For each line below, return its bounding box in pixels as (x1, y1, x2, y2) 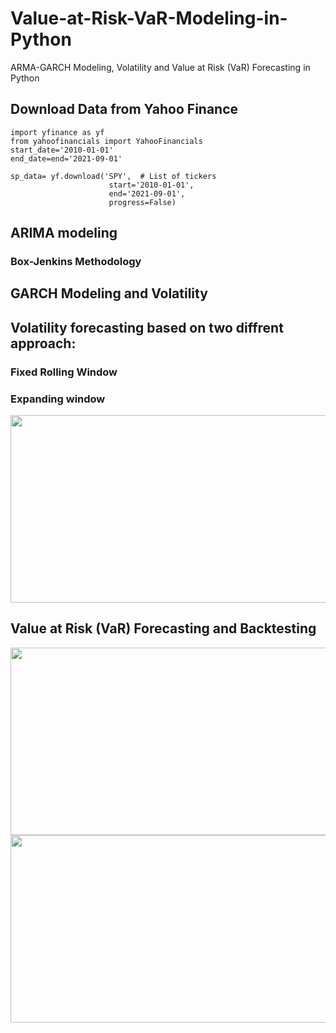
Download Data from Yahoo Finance (10, 101, 239, 118)
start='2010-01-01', (108, 180, 195, 190)
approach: (10, 335, 77, 352)
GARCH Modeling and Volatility (10, 285, 208, 302)
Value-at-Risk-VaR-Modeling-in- (10, 7, 288, 30)
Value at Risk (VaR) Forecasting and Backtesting (10, 620, 317, 637)
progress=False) (108, 197, 177, 207)
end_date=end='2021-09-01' (10, 153, 123, 164)
